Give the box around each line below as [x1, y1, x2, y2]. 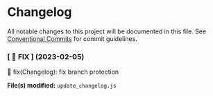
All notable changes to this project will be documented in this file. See [7, 27, 207, 35]
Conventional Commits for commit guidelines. [7, 34, 137, 42]
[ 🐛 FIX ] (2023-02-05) [7, 51, 85, 61]
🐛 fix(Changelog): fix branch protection [7, 67, 119, 77]
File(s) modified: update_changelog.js [7, 81, 117, 90]
